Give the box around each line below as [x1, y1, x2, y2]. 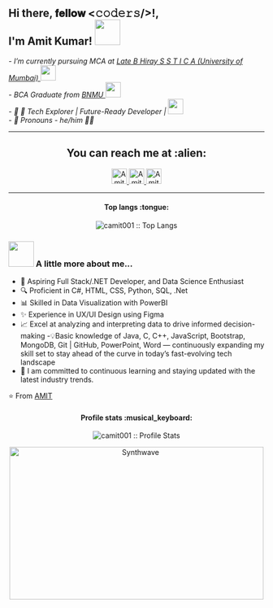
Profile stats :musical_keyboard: [80, 413, 193, 422]
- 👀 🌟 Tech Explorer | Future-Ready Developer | [8, 106, 167, 116]
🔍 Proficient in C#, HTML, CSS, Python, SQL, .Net [19, 286, 188, 295]
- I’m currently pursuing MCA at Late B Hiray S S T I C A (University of [8, 56, 244, 66]
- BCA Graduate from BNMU [8, 90, 104, 99]
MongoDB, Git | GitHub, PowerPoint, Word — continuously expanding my [19, 340, 265, 350]
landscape [19, 357, 56, 367]
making [19, 331, 45, 341]
